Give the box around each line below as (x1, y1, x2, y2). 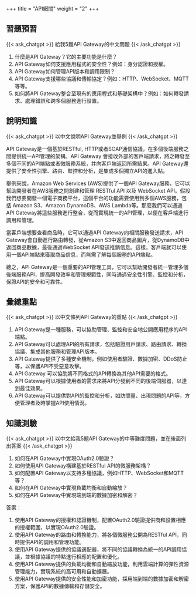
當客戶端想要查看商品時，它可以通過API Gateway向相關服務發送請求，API (6, 228, 184, 236)
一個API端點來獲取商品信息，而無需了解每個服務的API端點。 (11, 251, 156, 258)
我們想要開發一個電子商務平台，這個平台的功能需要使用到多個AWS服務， (6, 194, 182, 201)
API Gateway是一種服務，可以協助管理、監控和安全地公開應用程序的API (14, 326, 187, 333)
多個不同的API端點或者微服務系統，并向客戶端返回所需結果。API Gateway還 (6, 160, 189, 167)
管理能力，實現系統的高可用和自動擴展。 (14, 568, 112, 575)
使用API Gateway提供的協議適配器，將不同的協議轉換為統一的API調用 (14, 546, 183, 553)
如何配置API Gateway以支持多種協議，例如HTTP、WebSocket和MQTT (14, 469, 184, 477)
